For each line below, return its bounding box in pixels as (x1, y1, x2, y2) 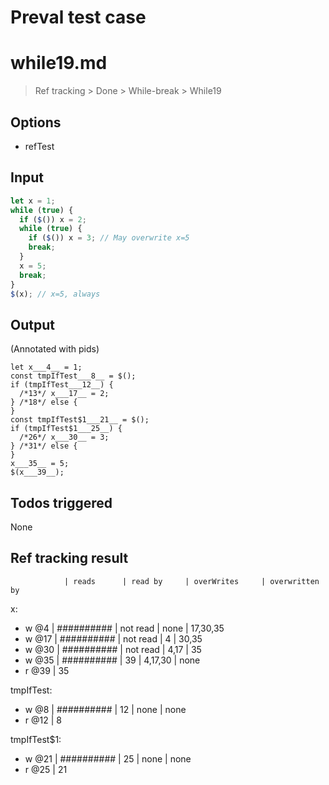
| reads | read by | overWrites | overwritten (63, 576, 320, 586)
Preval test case (10, 6, 147, 29)
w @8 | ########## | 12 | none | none (24, 703, 187, 715)
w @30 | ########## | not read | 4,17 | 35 (24, 643, 202, 655)
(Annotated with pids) (10, 343, 100, 355)
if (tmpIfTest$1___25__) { (10, 424, 123, 434)
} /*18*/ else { (10, 397, 78, 408)
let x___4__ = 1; (10, 362, 83, 373)
